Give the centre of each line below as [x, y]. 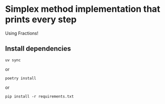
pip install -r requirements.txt [40, 96]
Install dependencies [38, 49]
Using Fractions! [22, 33]
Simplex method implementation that [83, 9]
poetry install [21, 78]
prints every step [41, 19]
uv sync [13, 60]
